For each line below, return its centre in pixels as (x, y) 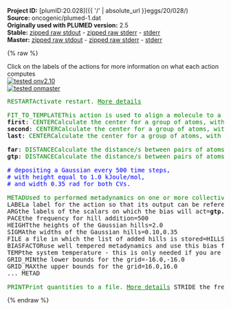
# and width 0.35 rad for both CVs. (69, 184)
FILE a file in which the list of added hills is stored (105, 239)
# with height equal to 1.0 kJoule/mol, (76, 177)
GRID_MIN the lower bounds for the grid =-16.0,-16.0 (96, 259)
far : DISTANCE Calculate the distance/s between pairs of (105, 150)
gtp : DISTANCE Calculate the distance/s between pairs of (105, 156)
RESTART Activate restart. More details (74, 101)
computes (21, 74)
